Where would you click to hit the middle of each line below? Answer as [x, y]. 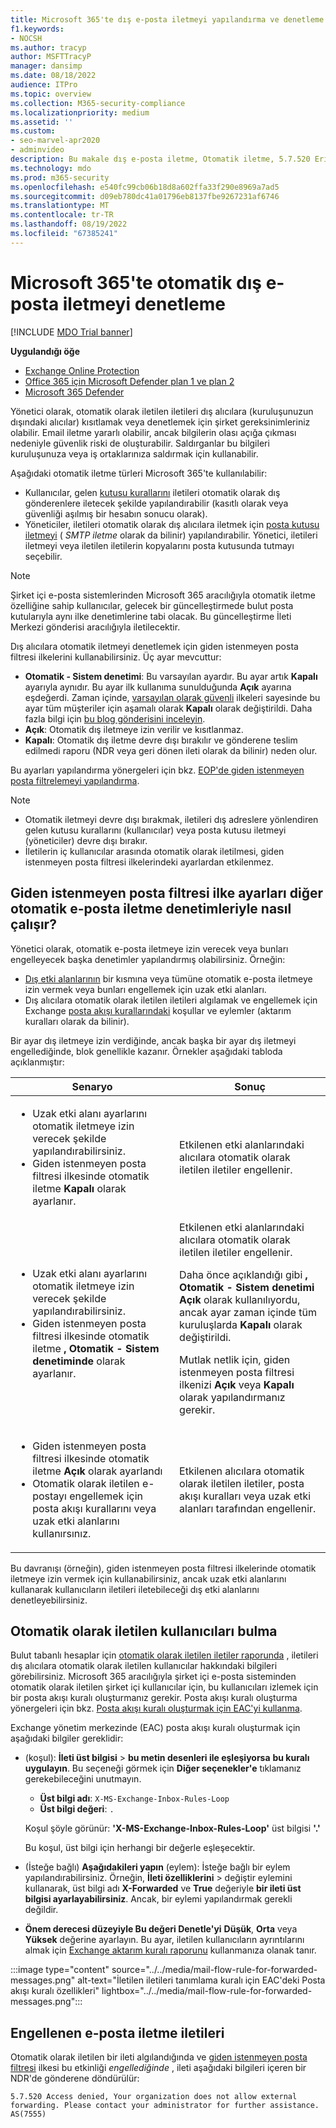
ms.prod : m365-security [60, 177]
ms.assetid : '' [42, 122]
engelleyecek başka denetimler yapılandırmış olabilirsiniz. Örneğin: [148, 959]
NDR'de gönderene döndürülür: [75, 2078]
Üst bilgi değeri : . [77, 1809]
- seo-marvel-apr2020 [55, 141]
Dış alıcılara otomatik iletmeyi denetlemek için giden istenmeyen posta [154, 646]
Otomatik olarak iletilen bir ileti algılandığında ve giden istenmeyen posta [159, 2057]
